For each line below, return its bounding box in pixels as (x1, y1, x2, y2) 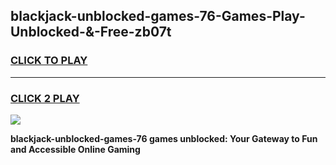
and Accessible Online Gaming (10, 143, 141, 155)
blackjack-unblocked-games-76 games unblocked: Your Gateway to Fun (10, 132, 318, 144)
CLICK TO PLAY (10, 54, 88, 68)
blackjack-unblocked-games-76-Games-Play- (10, 8, 306, 25)
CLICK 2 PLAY (10, 91, 80, 105)
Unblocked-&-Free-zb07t (10, 24, 172, 41)
